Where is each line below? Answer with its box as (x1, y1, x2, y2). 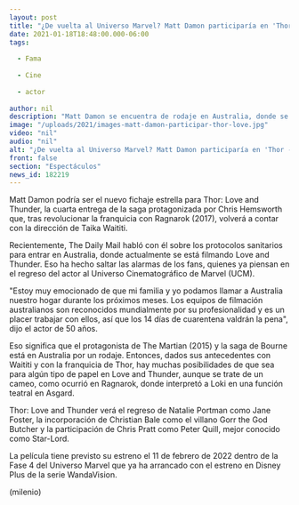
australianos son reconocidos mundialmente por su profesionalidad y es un (9, 304, 285, 316)
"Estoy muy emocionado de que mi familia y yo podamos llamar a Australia (9, 285, 283, 296)
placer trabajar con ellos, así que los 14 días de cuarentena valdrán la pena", (9, 314, 289, 325)
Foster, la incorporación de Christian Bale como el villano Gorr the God (9, 414, 269, 425)
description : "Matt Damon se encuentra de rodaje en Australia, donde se (9, 112, 289, 121)
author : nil (9, 104, 53, 113)
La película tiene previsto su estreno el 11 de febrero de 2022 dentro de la (9, 451, 279, 461)
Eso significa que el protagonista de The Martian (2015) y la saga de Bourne (9, 341, 287, 351)
